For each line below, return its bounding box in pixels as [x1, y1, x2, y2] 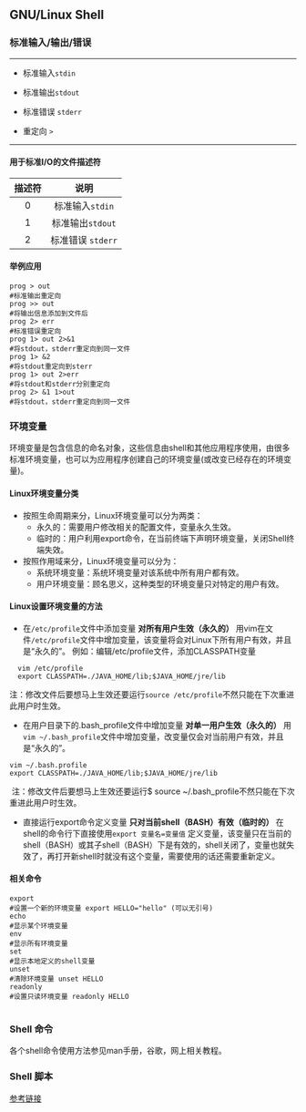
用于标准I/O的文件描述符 [9, 157, 102, 168]
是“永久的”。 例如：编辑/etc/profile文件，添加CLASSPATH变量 [22, 645, 257, 656]
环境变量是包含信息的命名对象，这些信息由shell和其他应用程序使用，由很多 [9, 442, 291, 454]
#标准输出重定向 [9, 292, 62, 301]
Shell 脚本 [9, 1070, 54, 1083]
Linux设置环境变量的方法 [9, 601, 103, 612]
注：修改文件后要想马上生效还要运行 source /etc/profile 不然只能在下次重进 [9, 688, 295, 700]
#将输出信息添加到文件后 [9, 309, 88, 318]
